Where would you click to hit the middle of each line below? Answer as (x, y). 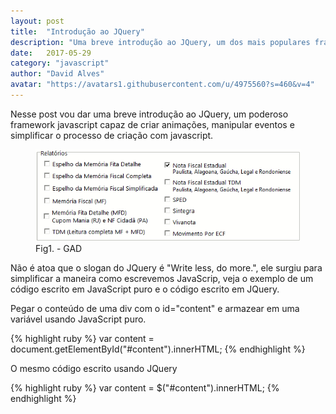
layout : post (37, 21)
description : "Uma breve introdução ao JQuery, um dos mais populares (160, 42)
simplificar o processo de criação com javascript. (112, 135)
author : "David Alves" (57, 74)
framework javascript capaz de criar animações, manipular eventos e (152, 124)
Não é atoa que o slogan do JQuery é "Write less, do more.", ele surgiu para (166, 267)
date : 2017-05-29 (51, 53)
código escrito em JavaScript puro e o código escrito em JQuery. (145, 289)
